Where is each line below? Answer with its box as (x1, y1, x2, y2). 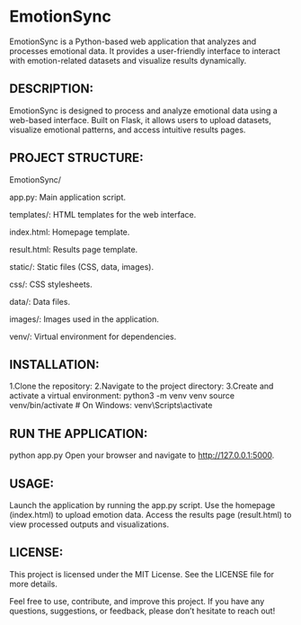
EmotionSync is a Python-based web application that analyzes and (9, 36, 257, 47)
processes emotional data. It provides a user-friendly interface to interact (9, 45, 280, 56)
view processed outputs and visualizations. (9, 519, 169, 530)
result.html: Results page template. (9, 244, 138, 254)
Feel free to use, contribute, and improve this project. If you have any (9, 595, 265, 606)
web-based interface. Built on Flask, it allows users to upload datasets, (9, 114, 272, 125)
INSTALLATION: (9, 357, 101, 372)
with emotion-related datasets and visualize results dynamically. (9, 55, 247, 66)
